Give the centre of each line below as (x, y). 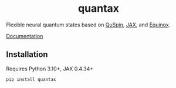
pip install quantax (31, 79)
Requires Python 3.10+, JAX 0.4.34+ (50, 69)
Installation (27, 55)
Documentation (25, 36)
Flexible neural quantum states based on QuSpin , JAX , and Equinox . (88, 25)
